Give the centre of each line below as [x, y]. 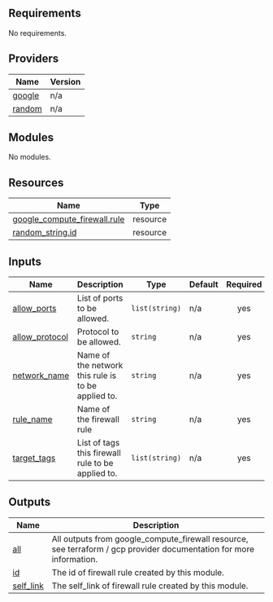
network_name [41, 376]
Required [244, 284]
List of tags [98, 443]
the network [100, 366]
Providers [34, 59]
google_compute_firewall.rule [69, 219]
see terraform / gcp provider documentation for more [153, 549]
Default [204, 284]
